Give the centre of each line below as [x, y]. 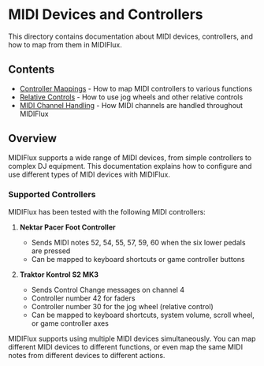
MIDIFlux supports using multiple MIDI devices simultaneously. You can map [132, 338]
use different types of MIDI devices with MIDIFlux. [89, 174]
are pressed [51, 251]
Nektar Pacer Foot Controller [67, 227]
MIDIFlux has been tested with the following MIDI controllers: [107, 211]
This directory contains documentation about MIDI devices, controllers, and [131, 36]
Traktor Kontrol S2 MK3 [59, 274]
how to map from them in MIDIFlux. [65, 44]
